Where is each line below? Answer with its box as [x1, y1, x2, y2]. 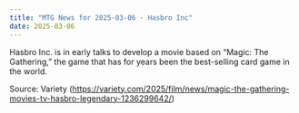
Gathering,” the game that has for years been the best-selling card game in [9, 56, 290, 67]
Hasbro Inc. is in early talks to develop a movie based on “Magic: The [9, 46, 269, 57]
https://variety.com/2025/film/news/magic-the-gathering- [72, 83, 290, 94]
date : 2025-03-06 [9, 22, 75, 31]
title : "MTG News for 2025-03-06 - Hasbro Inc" [9, 13, 194, 23]
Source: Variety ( [9, 83, 73, 94]
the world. [9, 65, 48, 77]
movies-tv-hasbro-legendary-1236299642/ [9, 92, 173, 104]
